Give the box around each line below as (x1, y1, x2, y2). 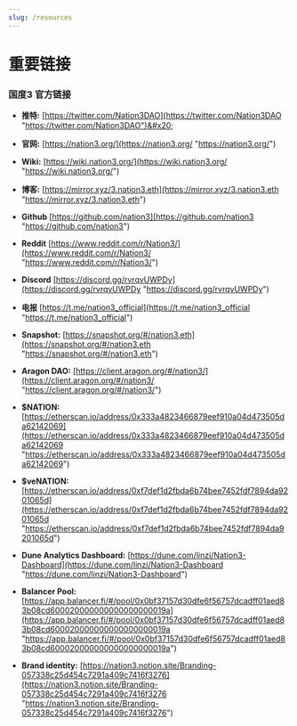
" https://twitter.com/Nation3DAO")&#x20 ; (20, 120, 174, 131)
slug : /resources (8, 12, 73, 22)
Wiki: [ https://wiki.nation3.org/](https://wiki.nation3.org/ (20, 157, 228, 167)
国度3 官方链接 (8, 88, 72, 101)
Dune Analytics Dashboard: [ (20, 550, 131, 561)
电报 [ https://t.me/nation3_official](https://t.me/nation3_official (20, 302, 251, 313)
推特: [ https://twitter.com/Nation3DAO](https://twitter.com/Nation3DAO (20, 110, 282, 121)
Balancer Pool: (20, 586, 77, 597)
